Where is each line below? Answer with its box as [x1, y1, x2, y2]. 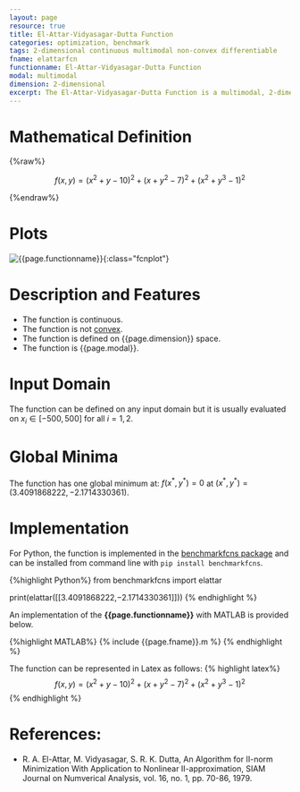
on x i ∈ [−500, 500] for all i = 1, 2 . [9, 413, 134, 426]
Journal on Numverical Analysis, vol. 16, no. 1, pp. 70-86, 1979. [21, 772, 253, 783]
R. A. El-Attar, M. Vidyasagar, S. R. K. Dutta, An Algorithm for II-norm [21, 754, 274, 764]
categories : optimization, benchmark [9, 38, 150, 47]
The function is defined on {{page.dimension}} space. [21, 333, 221, 344]
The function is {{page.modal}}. [21, 342, 139, 353]
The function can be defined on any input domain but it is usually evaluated [9, 404, 287, 414]
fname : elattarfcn [9, 55, 78, 64]
